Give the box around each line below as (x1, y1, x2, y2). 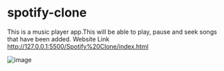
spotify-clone (7, 5, 87, 21)
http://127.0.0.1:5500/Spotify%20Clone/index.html (7, 42, 149, 50)
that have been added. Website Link (7, 34, 110, 43)
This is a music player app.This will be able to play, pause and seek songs (7, 28, 218, 36)
